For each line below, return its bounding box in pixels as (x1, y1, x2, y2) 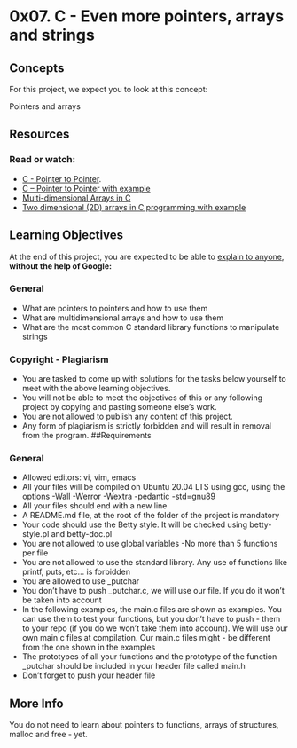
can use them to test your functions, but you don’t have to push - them (21, 614, 281, 625)
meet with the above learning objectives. (21, 383, 171, 394)
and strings (9, 25, 95, 45)
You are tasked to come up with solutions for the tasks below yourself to (21, 374, 286, 384)
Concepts (9, 60, 65, 75)
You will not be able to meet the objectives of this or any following (21, 392, 263, 403)
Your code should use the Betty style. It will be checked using (21, 519, 248, 530)
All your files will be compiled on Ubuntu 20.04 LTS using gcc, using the (21, 482, 285, 492)
